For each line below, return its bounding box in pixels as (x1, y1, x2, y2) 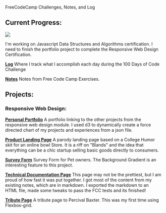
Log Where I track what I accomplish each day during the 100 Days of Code (5, 61, 160, 67)
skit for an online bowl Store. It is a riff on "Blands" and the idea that (5, 142, 144, 148)
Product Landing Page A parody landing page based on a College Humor (5, 136, 155, 143)
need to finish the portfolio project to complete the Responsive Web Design (5, 46, 159, 52)
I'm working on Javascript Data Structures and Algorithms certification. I (5, 41, 153, 47)
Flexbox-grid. (5, 202, 33, 208)
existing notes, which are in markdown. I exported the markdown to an (5, 182, 149, 188)
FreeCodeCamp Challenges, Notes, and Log (5, 4, 95, 10)
